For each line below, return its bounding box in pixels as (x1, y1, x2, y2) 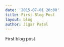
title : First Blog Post (5, 12, 55, 17)
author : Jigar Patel (5, 21, 49, 27)
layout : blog (5, 17, 33, 22)
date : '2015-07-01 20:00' (5, 7, 59, 13)
